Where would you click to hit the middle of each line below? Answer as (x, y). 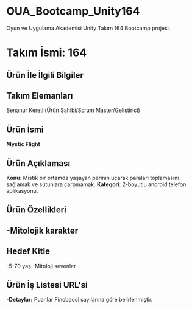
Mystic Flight (23, 144)
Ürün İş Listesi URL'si (47, 285)
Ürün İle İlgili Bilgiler (45, 75)
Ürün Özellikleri (37, 210)
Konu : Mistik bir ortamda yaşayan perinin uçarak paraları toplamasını (93, 178)
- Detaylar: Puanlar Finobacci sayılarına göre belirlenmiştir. (80, 300)
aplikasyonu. (22, 190)
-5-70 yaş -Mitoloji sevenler (41, 266)
